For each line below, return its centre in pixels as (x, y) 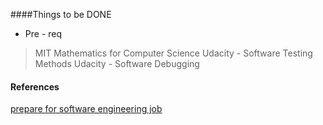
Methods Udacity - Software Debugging (117, 63)
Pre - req (43, 33)
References (35, 86)
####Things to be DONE (61, 14)
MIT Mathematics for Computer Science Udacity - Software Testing (173, 53)
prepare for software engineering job (86, 109)
